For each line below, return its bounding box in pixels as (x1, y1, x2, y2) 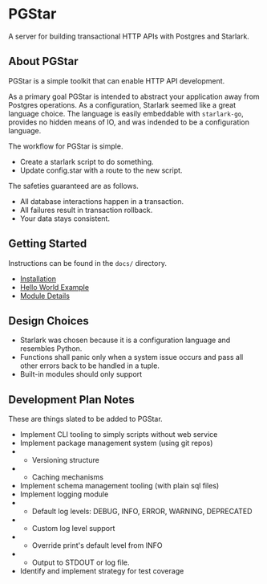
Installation (19, 274, 57, 284)
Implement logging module (19, 489, 109, 499)
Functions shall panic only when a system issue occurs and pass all (19, 353, 244, 362)
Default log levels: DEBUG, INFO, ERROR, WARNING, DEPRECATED (31, 507, 253, 517)
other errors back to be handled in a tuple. (19, 361, 160, 370)
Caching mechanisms (31, 472, 104, 482)
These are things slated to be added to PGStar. (8, 415, 163, 424)
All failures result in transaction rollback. (19, 205, 153, 214)
